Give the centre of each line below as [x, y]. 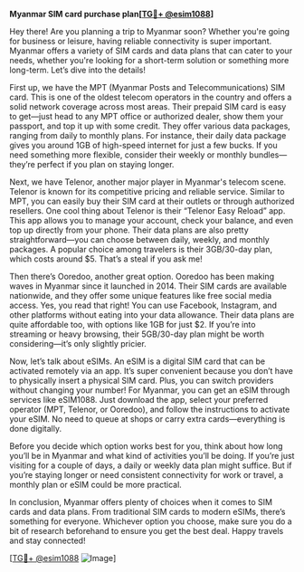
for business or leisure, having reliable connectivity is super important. [141, 41]
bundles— [268, 155]
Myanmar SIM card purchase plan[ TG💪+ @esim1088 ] [112, 14]
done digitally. [35, 429]
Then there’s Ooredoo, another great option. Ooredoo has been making [142, 276]
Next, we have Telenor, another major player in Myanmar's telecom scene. [148, 182]
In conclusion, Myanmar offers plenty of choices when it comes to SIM [141, 502]
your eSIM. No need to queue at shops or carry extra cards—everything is [147, 419]
